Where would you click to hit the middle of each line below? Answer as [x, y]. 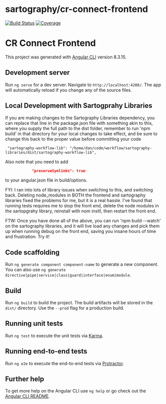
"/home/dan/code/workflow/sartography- [111, 148]
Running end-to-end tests [46, 351]
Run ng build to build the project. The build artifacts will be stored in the [79, 303]
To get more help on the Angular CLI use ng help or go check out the [76, 391]
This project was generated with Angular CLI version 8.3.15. [66, 57]
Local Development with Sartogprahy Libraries [79, 106]
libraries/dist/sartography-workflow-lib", [51, 152]
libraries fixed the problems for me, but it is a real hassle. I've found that [79, 201]
